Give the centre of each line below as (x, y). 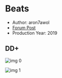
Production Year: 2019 (35, 33)
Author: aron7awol (31, 22)
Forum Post (24, 27)
